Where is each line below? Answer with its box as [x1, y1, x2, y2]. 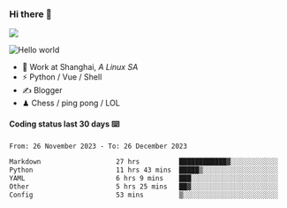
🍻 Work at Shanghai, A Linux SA [21, 62, 139, 73]
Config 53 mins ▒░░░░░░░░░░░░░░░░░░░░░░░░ [9, 190, 278, 199]
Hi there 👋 [9, 8, 53, 20]
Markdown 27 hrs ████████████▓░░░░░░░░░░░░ [9, 158, 278, 166]
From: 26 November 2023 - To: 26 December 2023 [9, 142, 188, 150]
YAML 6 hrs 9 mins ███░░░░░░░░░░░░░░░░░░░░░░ [9, 174, 278, 183]
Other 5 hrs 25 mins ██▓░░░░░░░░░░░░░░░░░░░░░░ [9, 182, 278, 191]
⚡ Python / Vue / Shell [21, 72, 102, 82]
